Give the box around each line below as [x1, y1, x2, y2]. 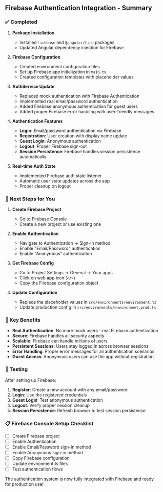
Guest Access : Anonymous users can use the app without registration [12, 354, 154, 360]
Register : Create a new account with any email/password [12, 387, 128, 392]
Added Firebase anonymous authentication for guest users [19, 103, 138, 109]
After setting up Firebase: [5, 377, 56, 383]
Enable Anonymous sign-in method [12, 450, 83, 456]
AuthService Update [12, 83, 55, 89]
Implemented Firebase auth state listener [19, 173, 102, 179]
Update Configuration [12, 289, 58, 295]
